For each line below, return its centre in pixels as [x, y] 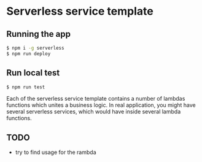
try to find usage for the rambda [56, 152]
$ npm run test [26, 87]
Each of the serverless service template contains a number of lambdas [96, 99]
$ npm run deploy [29, 53]
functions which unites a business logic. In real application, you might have [101, 105]
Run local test [33, 73]
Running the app [38, 34]
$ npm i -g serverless [35, 48]
